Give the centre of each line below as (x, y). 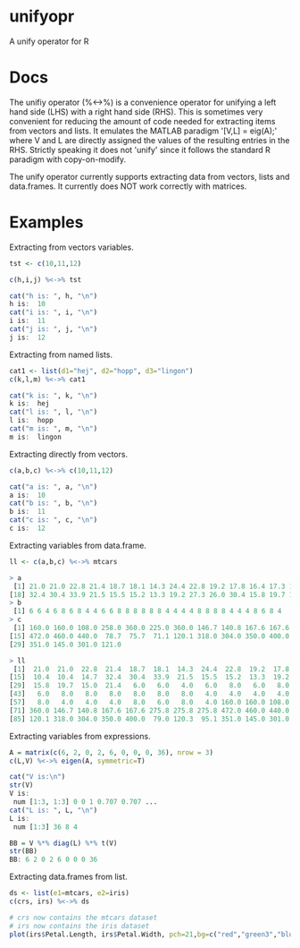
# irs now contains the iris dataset (79, 926)
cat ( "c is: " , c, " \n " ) (54, 520)
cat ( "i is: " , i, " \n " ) (54, 312)
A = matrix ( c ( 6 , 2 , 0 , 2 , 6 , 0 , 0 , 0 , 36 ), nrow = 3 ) (112, 752)
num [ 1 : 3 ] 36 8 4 (45, 827)
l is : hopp (31, 421)
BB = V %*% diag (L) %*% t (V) (63, 843)
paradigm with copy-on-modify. (68, 159)
